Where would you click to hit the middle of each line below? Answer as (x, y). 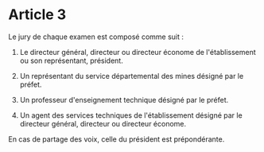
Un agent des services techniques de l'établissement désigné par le (131, 115)
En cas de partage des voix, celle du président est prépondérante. (116, 139)
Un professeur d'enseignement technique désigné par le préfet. (124, 99)
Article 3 (37, 15)
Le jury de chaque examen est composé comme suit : (96, 37)
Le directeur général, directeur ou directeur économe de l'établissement (138, 52)
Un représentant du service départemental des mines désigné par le (132, 76)
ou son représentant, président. (71, 60)
